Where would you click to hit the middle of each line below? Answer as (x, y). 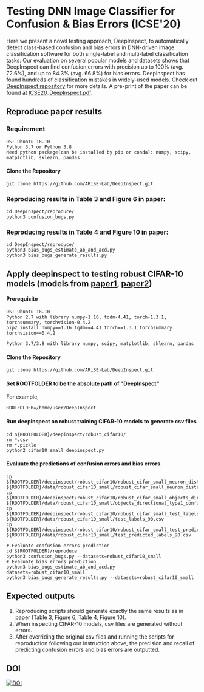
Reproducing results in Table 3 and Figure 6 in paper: (86, 199)
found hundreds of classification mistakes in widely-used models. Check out (102, 80)
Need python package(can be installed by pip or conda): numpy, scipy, (99, 152)
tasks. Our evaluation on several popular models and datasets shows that (98, 60)
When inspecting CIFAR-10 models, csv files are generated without (99, 623)
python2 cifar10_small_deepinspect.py (55, 450)
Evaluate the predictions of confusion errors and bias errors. (84, 464)
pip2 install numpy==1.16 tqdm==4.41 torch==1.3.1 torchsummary (89, 328)
